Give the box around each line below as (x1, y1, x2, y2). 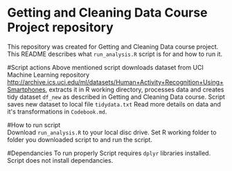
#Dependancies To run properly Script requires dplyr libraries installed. (7, 149, 211, 157)
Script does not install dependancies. (7, 156, 114, 164)
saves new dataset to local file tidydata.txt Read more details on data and (7, 100, 222, 108)
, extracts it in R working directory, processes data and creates (45, 85, 224, 93)
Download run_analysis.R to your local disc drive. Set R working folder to (7, 128, 217, 136)
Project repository (7, 19, 114, 35)
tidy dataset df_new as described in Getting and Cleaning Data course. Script (7, 92, 225, 101)
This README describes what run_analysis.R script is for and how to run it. (7, 50, 223, 58)
